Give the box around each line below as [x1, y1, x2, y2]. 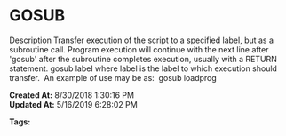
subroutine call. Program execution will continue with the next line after [9, 44, 269, 54]
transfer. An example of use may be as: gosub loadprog [9, 72, 218, 83]
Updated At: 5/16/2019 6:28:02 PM [9, 99, 138, 109]
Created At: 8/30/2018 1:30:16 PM [9, 90, 135, 100]
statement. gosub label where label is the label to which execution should [9, 63, 278, 74]
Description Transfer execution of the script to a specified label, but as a [9, 35, 274, 45]
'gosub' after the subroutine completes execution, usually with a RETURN [9, 53, 278, 64]
